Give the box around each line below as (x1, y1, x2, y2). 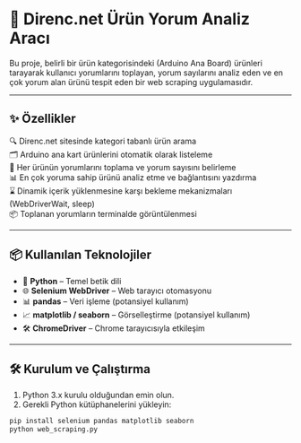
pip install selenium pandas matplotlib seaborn (9, 417, 194, 426)
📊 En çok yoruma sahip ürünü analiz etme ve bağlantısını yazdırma (9, 171, 257, 183)
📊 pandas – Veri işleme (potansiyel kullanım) (21, 296, 190, 307)
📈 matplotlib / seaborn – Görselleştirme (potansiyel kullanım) (21, 309, 251, 320)
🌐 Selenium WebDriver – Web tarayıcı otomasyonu (21, 285, 212, 296)
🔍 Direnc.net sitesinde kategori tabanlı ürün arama (9, 135, 197, 146)
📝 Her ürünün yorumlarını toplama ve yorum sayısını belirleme (9, 161, 236, 172)
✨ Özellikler (9, 111, 76, 126)
